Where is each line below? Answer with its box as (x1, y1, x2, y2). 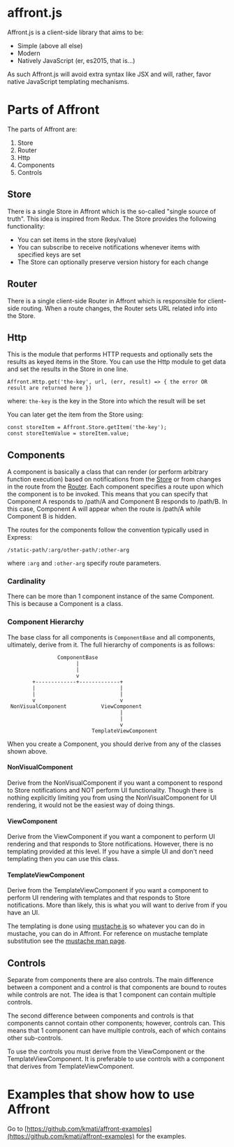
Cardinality (7, 577, 46, 586)
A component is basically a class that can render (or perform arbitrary (7, 468, 208, 476)
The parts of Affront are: (7, 124, 78, 134)
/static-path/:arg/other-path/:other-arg (7, 547, 130, 554)
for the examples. (136, 1132, 187, 1141)
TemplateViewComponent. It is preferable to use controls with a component (7, 1055, 225, 1063)
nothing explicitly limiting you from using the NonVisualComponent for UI (7, 793, 217, 802)
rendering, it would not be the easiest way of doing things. (7, 800, 175, 809)
